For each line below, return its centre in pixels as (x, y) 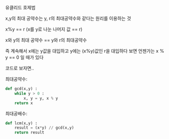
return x (24, 103)
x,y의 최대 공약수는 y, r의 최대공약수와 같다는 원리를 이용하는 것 (68, 18)
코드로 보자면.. (20, 68)
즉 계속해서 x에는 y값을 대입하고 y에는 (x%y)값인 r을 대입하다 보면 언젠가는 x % (85, 51)
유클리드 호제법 (20, 7)
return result (29, 133)
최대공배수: (16, 113)
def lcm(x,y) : (21, 123)
